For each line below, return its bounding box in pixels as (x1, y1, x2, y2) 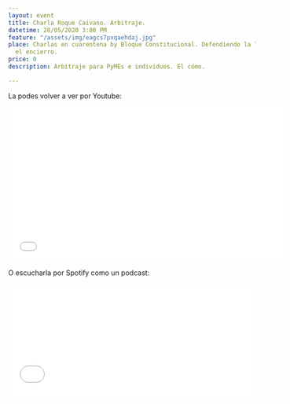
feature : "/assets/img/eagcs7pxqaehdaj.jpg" (8, 33, 156, 42)
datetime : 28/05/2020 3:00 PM (8, 26, 108, 34)
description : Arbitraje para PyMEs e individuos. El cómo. (8, 63, 206, 71)
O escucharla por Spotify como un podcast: (8, 268, 150, 277)
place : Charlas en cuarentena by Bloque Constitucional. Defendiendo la (8, 41, 251, 49)
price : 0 (8, 56, 37, 64)
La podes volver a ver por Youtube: (8, 91, 122, 101)
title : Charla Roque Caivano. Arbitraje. (8, 19, 146, 27)
